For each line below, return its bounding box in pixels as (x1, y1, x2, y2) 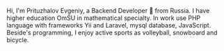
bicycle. (6, 36, 29, 44)
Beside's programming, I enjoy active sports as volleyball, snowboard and (6, 28, 218, 37)
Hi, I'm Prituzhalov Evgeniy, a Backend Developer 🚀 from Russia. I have (6, 7, 210, 14)
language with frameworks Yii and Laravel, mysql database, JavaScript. (6, 21, 211, 29)
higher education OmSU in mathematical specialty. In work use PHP (6, 14, 201, 22)
